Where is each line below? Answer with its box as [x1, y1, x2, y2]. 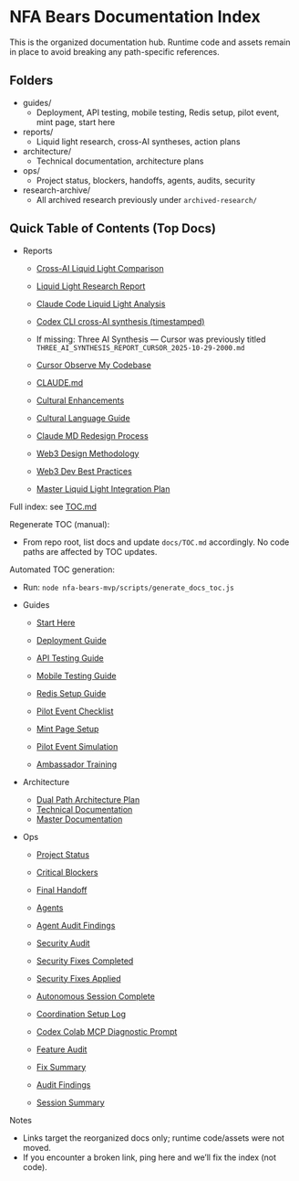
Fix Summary [36, 1061, 87, 1072]
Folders [9, 73, 54, 89]
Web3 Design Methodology [36, 448, 139, 459]
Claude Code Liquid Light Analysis [36, 298, 166, 309]
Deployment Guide [36, 634, 107, 645]
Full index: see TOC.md [9, 501, 98, 512]
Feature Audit [36, 1044, 88, 1055]
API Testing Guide [36, 652, 105, 664]
